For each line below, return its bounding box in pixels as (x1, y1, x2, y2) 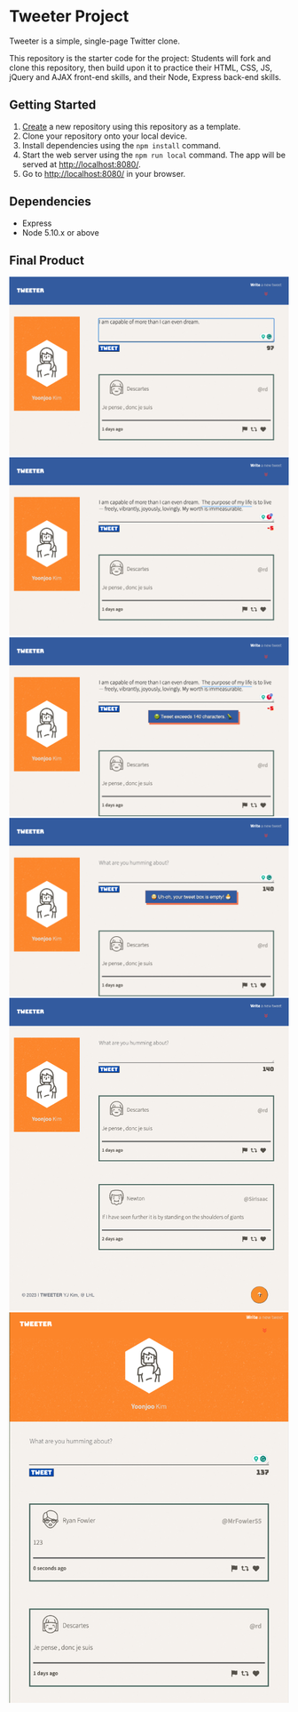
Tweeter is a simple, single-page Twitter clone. (9, 36, 180, 46)
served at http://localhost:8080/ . (21, 158, 141, 170)
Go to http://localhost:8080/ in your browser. (21, 168, 186, 179)
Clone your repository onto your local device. (21, 131, 188, 141)
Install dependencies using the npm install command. (21, 140, 222, 150)
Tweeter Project (9, 6, 129, 27)
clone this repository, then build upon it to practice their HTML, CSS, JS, (9, 62, 273, 73)
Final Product (9, 252, 84, 268)
